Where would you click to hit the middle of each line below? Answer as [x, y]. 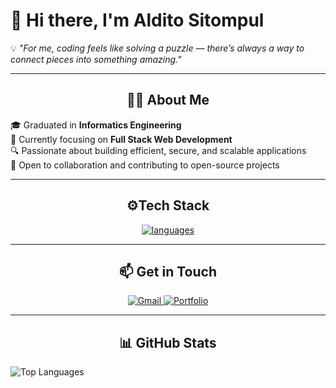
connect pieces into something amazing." [96, 59]
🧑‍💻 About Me [168, 100]
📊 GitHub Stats [168, 342]
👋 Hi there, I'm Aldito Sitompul [137, 20]
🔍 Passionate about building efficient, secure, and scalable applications [158, 150]
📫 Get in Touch [168, 271]
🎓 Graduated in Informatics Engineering [96, 125]
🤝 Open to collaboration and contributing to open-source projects [145, 165]
